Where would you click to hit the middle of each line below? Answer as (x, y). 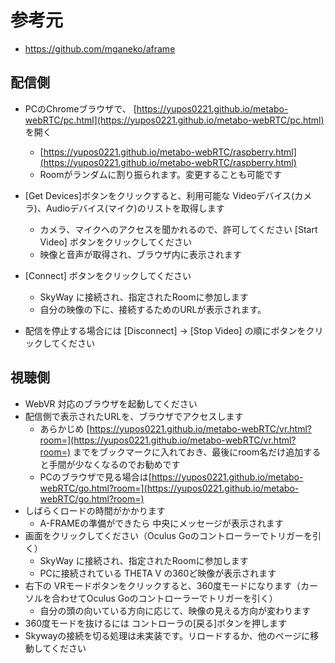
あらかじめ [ (64, 428)
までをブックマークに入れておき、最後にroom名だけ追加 (188, 452)
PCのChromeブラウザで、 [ (80, 108)
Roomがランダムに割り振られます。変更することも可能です (161, 174)
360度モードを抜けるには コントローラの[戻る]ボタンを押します (156, 623)
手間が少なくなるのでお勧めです (114, 464)
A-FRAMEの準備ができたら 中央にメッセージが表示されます (161, 523)
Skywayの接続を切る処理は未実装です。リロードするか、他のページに (167, 635)
